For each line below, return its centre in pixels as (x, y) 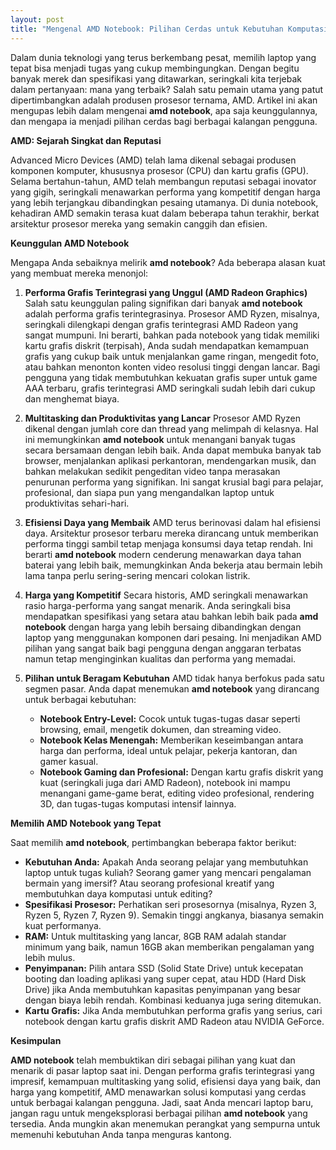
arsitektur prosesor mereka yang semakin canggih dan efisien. (139, 223)
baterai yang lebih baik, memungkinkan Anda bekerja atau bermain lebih (173, 565)
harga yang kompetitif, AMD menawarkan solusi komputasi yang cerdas (158, 1092)
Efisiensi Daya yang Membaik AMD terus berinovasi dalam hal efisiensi (172, 522)
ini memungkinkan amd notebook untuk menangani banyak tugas (160, 439)
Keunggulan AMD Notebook (70, 243)
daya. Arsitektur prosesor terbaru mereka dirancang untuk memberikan (171, 533)
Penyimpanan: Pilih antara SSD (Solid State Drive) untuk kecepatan (164, 968)
